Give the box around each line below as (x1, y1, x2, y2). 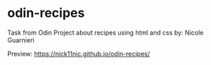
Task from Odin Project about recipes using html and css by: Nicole (7, 28, 204, 37)
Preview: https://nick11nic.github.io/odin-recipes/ (7, 49, 150, 58)
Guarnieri (7, 35, 35, 44)
